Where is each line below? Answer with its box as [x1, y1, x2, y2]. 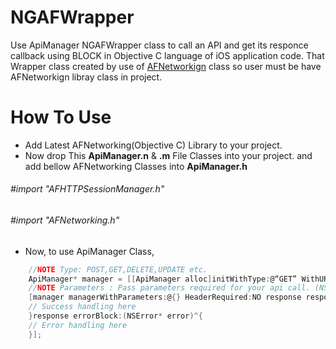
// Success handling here [28, 302, 137, 312]
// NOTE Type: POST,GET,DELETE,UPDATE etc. [28, 264, 208, 275]
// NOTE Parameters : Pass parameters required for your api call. [28, 283, 311, 293]
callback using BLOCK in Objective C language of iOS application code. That [10, 49, 325, 61]
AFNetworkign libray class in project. [10, 71, 163, 83]
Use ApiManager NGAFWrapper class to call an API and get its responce [10, 39, 309, 51]
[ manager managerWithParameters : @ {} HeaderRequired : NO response [28, 292, 302, 303]
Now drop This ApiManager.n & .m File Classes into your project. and [24, 149, 313, 161]
